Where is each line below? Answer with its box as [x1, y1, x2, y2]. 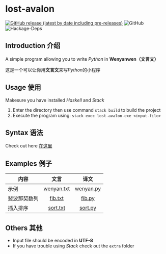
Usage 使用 [5, 83, 42, 92]
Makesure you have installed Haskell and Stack [5, 97, 104, 103]
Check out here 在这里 [5, 143, 52, 149]
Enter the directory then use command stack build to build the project [12, 107, 161, 113]
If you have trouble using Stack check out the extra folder [12, 243, 134, 249]
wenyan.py [74, 185, 101, 192]
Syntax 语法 [5, 128, 43, 137]
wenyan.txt [43, 185, 70, 192]
